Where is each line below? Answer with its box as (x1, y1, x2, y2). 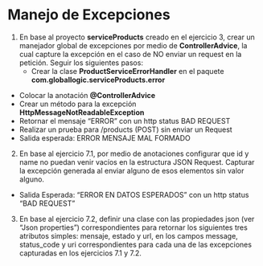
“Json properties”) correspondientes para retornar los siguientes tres (18, 223, 249, 232)
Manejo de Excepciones (7, 6, 171, 24)
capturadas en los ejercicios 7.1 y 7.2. (18, 248, 142, 258)
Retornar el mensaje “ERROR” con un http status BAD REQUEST (18, 116, 231, 125)
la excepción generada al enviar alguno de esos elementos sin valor (18, 166, 245, 175)
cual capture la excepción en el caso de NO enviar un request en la (18, 49, 242, 59)
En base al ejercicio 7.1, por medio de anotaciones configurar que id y (18, 149, 249, 158)
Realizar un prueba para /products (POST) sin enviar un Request (18, 125, 232, 134)
